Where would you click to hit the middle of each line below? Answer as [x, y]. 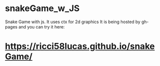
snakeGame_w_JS [42, 8]
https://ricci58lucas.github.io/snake [80, 46]
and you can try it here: [42, 26]
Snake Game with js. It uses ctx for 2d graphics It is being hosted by [73, 22]
